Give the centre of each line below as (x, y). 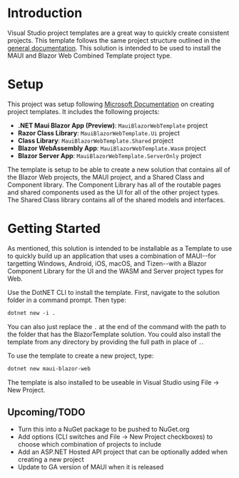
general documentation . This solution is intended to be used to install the (115, 48)
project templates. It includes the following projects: (83, 111)
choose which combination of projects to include (90, 445)
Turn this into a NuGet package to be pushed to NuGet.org (103, 430)
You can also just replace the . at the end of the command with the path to (117, 326)
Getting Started (54, 229)
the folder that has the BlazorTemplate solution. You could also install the (114, 334)
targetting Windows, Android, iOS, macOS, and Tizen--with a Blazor (107, 263)
